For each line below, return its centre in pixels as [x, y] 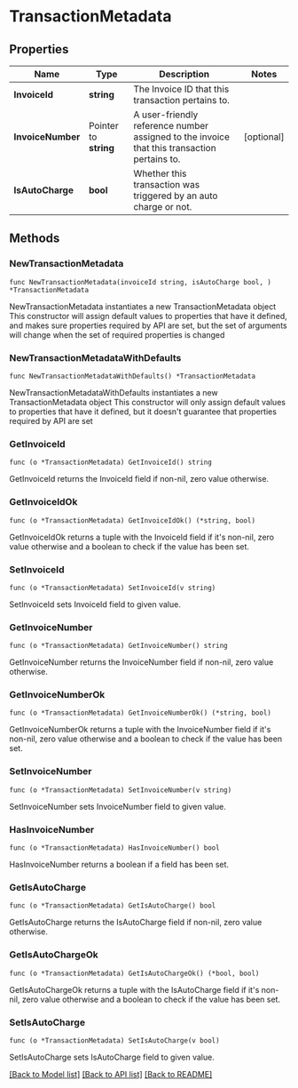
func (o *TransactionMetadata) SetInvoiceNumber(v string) [121, 790]
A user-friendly [165, 115]
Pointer [103, 126]
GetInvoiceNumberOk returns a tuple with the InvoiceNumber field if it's [140, 730]
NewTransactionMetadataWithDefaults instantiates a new [114, 392]
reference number [171, 126]
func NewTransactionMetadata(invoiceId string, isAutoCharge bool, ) [141, 282]
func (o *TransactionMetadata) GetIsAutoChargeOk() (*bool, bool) [134, 973]
